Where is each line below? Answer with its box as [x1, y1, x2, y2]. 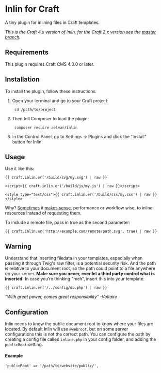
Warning [5, 242, 32, 250]
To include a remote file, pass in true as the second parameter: [5, 220, 130, 225]
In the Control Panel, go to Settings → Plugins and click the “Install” [12, 133, 146, 139]
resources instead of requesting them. [5, 210, 81, 216]
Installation [5, 75, 40, 84]
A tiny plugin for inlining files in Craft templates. [5, 19, 100, 25]
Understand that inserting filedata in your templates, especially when [5, 255, 143, 261]
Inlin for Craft [5, 3, 60, 15]
